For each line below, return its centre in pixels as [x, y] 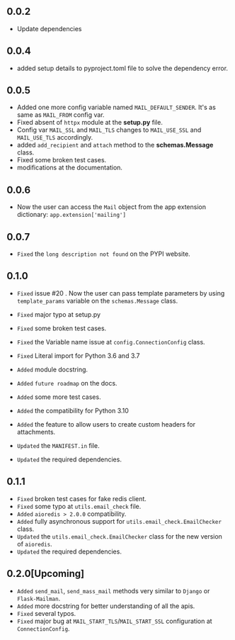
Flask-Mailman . [39, 598]
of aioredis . [34, 544]
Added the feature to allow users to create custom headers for [106, 424]
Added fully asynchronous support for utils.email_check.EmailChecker [119, 521]
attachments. [36, 432]
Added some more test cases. [59, 397]
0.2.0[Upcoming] [46, 574]
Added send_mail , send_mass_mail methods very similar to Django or [113, 590]
